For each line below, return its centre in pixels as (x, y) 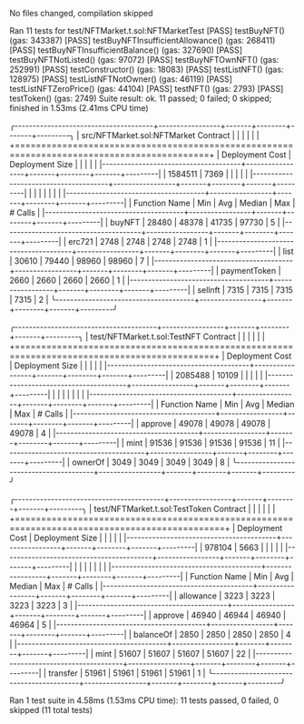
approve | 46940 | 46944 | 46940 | (220, 615)
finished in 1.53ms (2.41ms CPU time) (79, 108)
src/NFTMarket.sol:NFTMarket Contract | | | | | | (171, 135)
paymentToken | (251, 271)
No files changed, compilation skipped (81, 13)
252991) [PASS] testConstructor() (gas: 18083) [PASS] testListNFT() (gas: (147, 69)
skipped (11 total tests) (51, 710)
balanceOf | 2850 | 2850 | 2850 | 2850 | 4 (212, 634)
